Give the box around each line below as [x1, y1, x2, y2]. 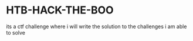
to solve [6, 29, 25, 36]
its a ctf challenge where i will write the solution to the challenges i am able [6, 23, 187, 30]
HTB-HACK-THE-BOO [6, 4, 114, 17]
